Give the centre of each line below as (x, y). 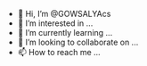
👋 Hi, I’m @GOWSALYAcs (64, 14)
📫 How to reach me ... (59, 52)
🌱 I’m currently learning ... (65, 33)
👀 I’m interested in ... (55, 23)
